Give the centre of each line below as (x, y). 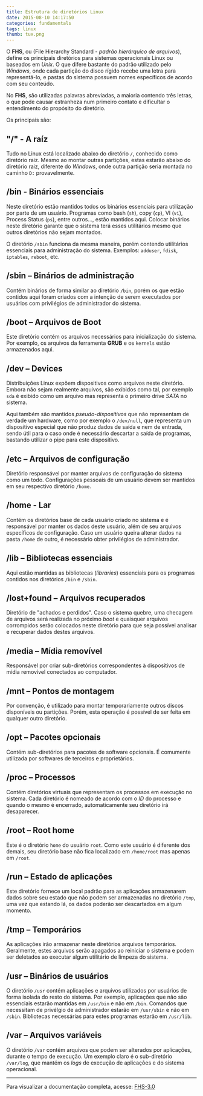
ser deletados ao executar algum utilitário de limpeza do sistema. (87, 957)
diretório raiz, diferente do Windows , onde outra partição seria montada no (99, 166)
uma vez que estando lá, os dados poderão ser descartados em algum (94, 904)
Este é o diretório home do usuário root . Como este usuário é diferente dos (98, 845)
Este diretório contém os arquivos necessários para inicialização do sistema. (101, 337)
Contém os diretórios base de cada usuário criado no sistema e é (88, 520)
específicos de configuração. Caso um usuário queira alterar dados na (94, 532)
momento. (19, 910)
